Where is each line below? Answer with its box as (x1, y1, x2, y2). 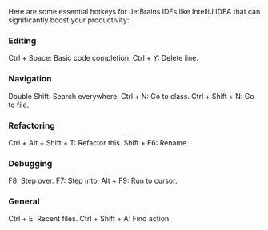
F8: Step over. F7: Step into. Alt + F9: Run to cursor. (8, 176, 178, 186)
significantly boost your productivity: (8, 15, 130, 25)
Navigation (8, 73, 52, 85)
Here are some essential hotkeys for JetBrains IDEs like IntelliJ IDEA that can (8, 7, 261, 16)
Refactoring (8, 120, 56, 131)
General (8, 196, 40, 207)
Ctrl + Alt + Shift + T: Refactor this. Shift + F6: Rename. (8, 137, 190, 147)
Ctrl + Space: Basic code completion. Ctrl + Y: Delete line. (8, 54, 198, 63)
